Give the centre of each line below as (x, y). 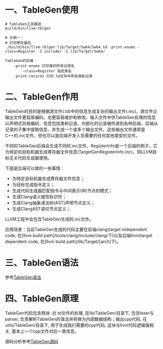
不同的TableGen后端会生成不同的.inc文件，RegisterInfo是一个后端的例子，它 (81, 145)
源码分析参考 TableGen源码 (32, 341)
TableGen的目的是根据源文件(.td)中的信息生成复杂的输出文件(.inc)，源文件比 (81, 111)
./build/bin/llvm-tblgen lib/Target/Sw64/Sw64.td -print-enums (70, 47)
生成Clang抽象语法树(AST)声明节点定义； (53, 203)
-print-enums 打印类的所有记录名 (44, 66)
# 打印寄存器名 (18, 43)
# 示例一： (15, 38)
